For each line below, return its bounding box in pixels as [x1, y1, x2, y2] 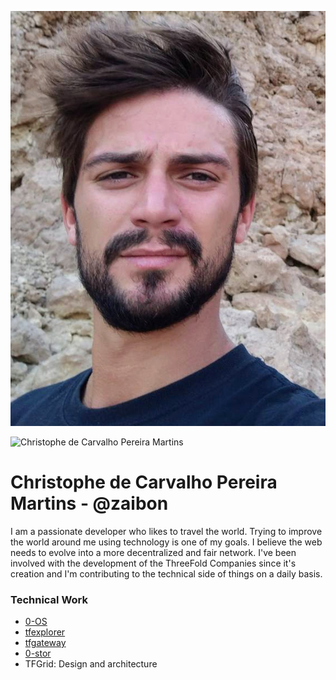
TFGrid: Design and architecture [24, 657, 158, 670]
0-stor [24, 647, 52, 659]
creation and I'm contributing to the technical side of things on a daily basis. [10, 567, 323, 580]
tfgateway [24, 636, 67, 648]
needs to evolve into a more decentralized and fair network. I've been [10, 546, 297, 558]
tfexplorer [24, 626, 66, 638]
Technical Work [10, 592, 89, 606]
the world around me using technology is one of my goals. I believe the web [10, 536, 323, 548]
